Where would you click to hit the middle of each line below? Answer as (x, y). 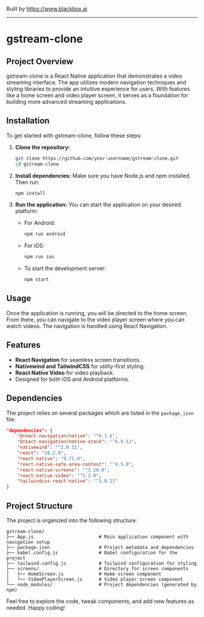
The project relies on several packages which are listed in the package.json (100, 413)
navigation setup (28, 542)
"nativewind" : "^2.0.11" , (50, 448)
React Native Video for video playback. (65, 372)
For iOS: (34, 246)
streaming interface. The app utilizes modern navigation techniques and (96, 82)
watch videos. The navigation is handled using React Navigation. (87, 326)
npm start (37, 280)
